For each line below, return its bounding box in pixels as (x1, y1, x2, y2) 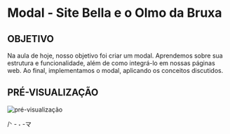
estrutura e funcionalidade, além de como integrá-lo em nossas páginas (7, 59, 215, 67)
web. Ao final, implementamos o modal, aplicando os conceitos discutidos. (7, 67, 224, 74)
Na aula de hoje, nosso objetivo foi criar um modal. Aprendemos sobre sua (7, 51, 223, 60)
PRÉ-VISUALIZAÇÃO (7, 86, 99, 99)
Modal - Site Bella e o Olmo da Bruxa (7, 5, 222, 21)
